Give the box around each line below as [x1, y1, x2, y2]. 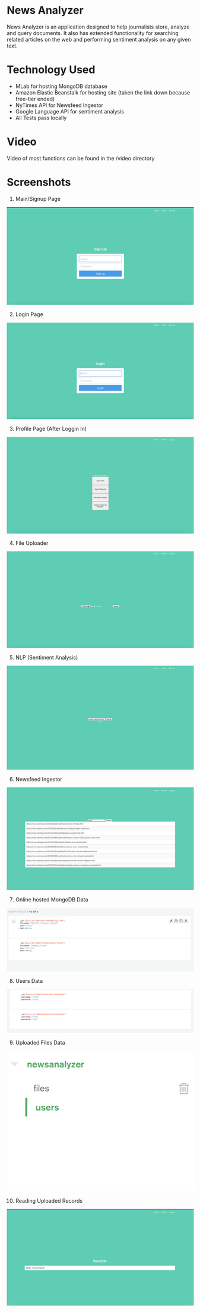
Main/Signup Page [15, 195, 61, 202]
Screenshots [7, 176, 71, 189]
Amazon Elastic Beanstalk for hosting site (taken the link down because [15, 89, 191, 96]
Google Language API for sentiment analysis [15, 108, 124, 115]
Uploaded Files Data [15, 1039, 65, 1046]
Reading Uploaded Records [15, 1197, 82, 1204]
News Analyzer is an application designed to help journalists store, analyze [7, 23, 190, 30]
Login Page [15, 310, 43, 318]
